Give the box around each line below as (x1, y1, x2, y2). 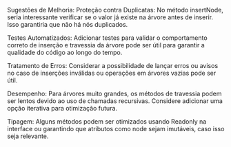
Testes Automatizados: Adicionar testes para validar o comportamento (7, 34, 208, 42)
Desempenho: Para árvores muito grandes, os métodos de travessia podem (7, 89, 222, 98)
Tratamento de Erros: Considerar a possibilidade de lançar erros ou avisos (7, 62, 219, 69)
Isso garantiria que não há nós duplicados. (7, 21, 128, 28)
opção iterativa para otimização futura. (7, 104, 118, 112)
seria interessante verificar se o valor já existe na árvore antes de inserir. (7, 13, 214, 21)
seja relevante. (7, 132, 49, 140)
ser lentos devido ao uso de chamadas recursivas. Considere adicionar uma (7, 97, 223, 105)
